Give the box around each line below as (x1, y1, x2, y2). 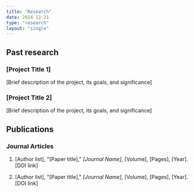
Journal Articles (6, 142, 54, 150)
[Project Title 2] (6, 93, 52, 102)
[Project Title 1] (6, 65, 51, 73)
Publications (6, 124, 54, 134)
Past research (6, 47, 59, 57)
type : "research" (6, 20, 49, 26)
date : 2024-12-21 (6, 14, 49, 20)
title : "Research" (6, 8, 52, 15)
